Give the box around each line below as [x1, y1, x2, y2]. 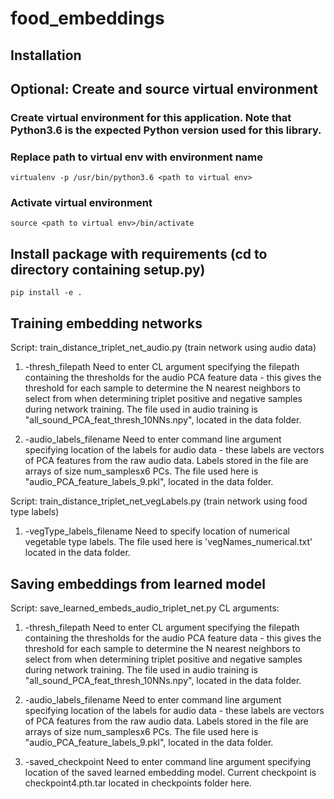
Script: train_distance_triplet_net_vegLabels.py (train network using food [10, 495, 308, 507]
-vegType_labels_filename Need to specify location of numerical [24, 525, 290, 537]
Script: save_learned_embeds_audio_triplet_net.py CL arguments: [10, 602, 280, 614]
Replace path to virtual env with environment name [10, 150, 263, 164]
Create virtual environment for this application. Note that [10, 110, 292, 124]
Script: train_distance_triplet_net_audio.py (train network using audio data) [10, 342, 317, 354]
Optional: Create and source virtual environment [10, 80, 318, 97]
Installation [10, 47, 82, 64]
